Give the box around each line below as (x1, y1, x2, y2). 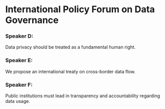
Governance (5, 14, 59, 26)
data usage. (5, 98, 31, 104)
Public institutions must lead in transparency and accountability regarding (5, 93, 160, 99)
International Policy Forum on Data (5, 4, 155, 15)
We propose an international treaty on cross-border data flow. (5, 68, 136, 74)
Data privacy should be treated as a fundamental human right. (5, 44, 136, 50)
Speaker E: (5, 57, 33, 64)
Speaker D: (5, 33, 34, 40)
